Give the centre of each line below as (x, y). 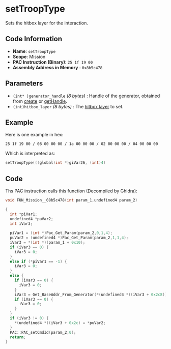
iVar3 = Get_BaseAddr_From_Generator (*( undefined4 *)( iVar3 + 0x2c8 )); (92, 295)
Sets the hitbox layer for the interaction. (47, 23)
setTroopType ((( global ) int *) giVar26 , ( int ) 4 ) (55, 163)
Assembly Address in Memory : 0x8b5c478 (58, 67)
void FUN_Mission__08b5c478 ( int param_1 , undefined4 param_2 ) (72, 200)
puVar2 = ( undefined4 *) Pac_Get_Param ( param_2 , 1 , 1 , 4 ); (69, 238)
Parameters (24, 84)
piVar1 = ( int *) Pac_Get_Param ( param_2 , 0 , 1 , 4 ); (61, 233)
